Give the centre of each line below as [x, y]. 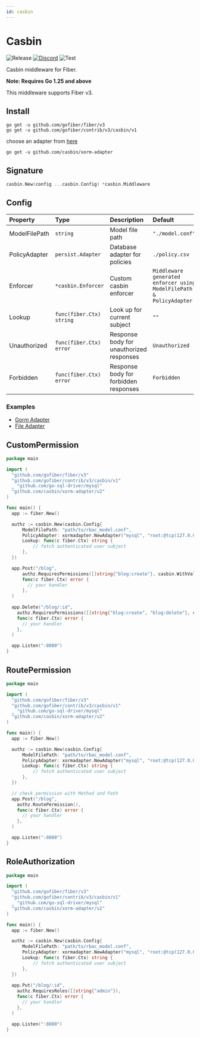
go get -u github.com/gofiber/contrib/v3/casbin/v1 [71, 130]
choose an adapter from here [42, 142]
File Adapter [30, 426]
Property [22, 220]
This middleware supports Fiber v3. [50, 93]
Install [18, 111]
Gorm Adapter [32, 420]
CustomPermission [43, 445]
